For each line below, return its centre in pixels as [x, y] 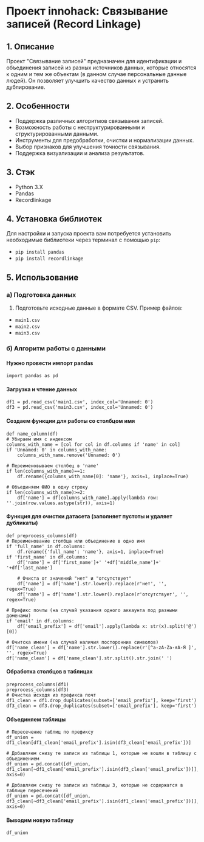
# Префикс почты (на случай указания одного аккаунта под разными [92, 610]
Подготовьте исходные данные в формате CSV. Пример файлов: [99, 308]
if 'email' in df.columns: [40, 621]
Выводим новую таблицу [40, 820]
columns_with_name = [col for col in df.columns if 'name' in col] [93, 444]
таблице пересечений [32, 791]
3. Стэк [21, 172]
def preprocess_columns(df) [42, 536]
